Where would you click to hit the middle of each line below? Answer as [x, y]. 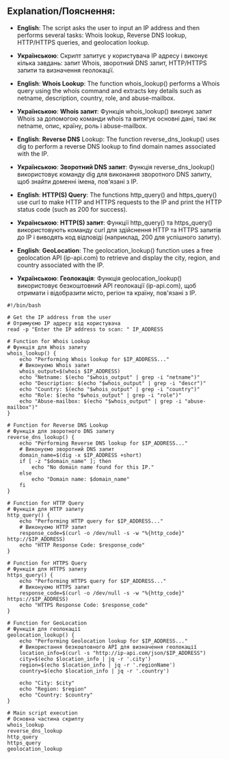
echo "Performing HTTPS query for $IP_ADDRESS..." [93, 581]
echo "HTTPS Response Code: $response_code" [84, 605]
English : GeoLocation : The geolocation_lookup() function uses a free [115, 250]
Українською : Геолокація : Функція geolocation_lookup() [99, 278]
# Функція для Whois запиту [47, 347]
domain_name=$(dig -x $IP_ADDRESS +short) [81, 455]
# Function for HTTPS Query [47, 563]
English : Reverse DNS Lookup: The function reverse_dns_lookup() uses [118, 139]
